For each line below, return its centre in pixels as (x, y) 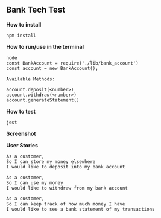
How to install (24, 24)
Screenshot (21, 133)
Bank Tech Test (36, 10)
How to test (21, 111)
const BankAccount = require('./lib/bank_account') (72, 63)
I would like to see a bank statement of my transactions (80, 209)
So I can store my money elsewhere (51, 162)
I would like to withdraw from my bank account (67, 188)
